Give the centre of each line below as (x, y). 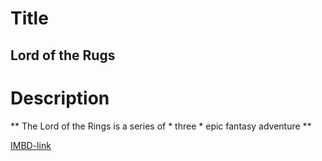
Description (60, 98)
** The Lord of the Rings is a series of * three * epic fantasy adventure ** (161, 126)
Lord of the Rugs (63, 55)
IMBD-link (31, 145)
